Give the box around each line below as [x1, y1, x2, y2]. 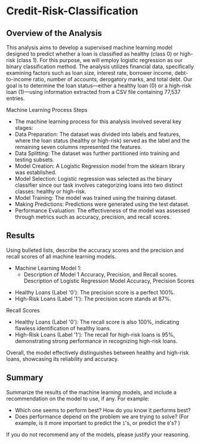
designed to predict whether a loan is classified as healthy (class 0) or [6, 50, 179, 57]
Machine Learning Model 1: [14, 264, 82, 272]
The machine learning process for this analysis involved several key [14, 118, 181, 125]
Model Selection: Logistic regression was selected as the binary [14, 175, 173, 182]
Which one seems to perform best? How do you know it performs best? [14, 406, 191, 413]
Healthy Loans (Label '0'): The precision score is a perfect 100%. [14, 288, 175, 296]
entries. [6, 95, 25, 102]
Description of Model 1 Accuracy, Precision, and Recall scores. [23, 270, 178, 278]
